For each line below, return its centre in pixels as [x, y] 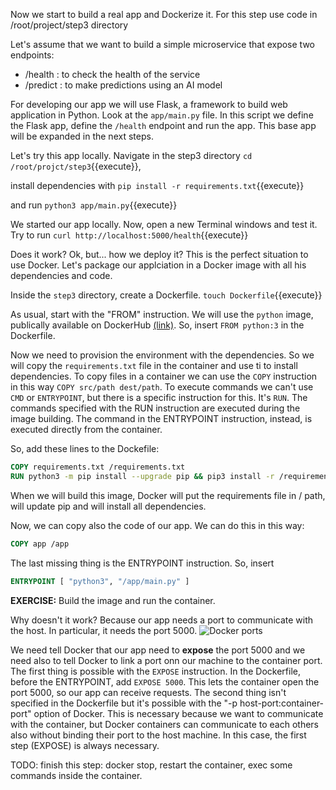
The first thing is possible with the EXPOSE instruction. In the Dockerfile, [156, 671]
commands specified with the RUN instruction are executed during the [155, 408]
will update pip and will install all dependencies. [108, 506]
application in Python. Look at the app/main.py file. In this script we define [162, 115]
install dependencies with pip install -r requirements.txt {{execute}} [157, 185]
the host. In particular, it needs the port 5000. [104, 630]
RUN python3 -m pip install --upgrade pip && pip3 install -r [142, 476]
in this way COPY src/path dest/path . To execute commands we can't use [162, 387]
